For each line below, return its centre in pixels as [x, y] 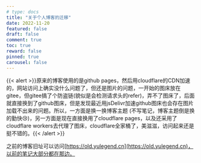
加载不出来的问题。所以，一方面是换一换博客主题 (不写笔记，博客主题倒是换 [101, 110]
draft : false [23, 34]
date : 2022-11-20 [28, 23]
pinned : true [23, 57]
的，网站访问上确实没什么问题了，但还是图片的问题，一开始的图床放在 [94, 88]
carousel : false [27, 62]
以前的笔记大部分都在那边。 [41, 153]
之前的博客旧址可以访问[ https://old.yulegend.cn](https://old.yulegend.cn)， [100, 146]
